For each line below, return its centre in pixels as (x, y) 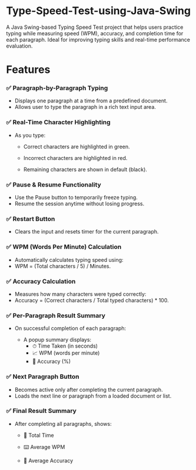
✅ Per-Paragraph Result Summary (56, 315)
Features (28, 70)
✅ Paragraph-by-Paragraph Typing (57, 88)
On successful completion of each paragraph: (70, 328)
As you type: (30, 135)
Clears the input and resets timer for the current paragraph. (87, 232)
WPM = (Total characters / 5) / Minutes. (62, 266)
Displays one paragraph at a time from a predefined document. (91, 101)
